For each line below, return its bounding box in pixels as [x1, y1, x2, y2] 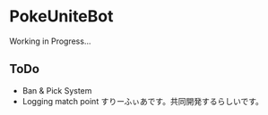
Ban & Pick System [22, 85, 92, 95]
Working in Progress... [9, 36, 91, 46]
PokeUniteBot [9, 6, 114, 27]
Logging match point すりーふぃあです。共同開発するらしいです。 [22, 95, 264, 106]
